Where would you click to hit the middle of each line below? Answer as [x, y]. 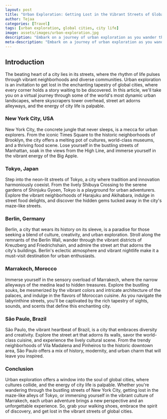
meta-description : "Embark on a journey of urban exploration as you [79, 42]
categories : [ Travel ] [28, 24]
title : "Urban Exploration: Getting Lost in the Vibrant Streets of [78, 14]
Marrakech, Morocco [31, 269]
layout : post [19, 10]
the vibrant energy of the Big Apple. [42, 156]
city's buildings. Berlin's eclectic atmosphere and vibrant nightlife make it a [82, 251]
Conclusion [19, 369]
